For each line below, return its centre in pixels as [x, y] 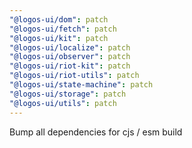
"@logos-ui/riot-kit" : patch [70, 66]
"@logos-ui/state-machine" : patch [81, 85]
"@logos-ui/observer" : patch [70, 57]
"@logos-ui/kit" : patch [59, 38]
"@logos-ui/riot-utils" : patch [74, 76]
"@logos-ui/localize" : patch [70, 47]
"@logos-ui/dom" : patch [59, 19]
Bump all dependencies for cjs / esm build [96, 132]
